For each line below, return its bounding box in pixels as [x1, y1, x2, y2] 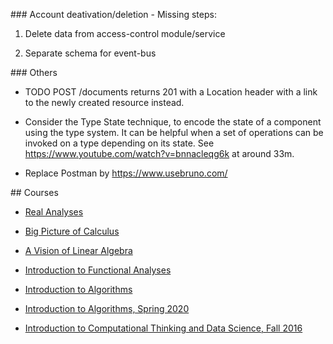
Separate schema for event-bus [24, 47, 157, 59]
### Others [10, 67, 58, 78]
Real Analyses [24, 206, 84, 218]
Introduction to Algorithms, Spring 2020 [24, 303, 190, 314]
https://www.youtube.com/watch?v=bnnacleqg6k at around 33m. [24, 148, 295, 159]
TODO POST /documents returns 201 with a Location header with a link [24, 86, 318, 98]
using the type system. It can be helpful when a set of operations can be [24, 127, 324, 138]
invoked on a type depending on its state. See [24, 137, 215, 149]
